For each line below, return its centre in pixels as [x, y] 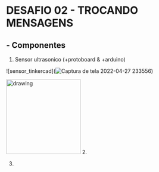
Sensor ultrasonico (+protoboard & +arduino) [70, 59]
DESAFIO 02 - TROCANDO [72, 10]
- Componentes [36, 45]
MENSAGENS [40, 23]
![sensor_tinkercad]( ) [80, 71]
